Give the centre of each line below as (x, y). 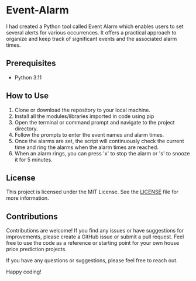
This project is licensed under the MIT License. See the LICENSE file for (92, 192)
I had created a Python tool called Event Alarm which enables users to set (95, 26)
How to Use (27, 96)
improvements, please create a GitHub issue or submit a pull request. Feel (95, 237)
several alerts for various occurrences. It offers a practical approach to (91, 32)
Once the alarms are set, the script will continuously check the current (99, 141)
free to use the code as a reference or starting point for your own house (93, 243)
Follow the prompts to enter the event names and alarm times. (89, 134)
